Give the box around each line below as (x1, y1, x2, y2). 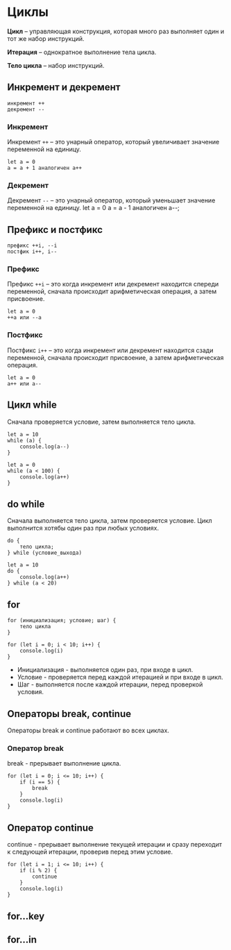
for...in (7, 933, 37, 945)
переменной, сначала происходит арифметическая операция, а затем (7, 287, 217, 295)
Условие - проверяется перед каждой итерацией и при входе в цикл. (17, 673, 223, 682)
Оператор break (7, 743, 64, 753)
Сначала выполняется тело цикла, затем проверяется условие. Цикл (7, 517, 213, 525)
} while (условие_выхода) (7, 549, 82, 557)
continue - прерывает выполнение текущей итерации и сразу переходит (7, 840, 222, 849)
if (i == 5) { (19, 779, 60, 786)
